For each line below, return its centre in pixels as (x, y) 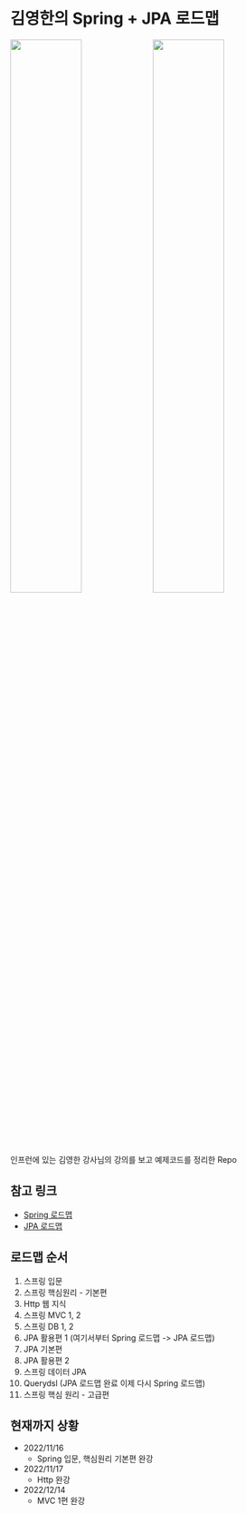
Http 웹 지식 (45, 1303)
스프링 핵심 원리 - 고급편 (66, 1394)
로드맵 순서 (39, 1258)
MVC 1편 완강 (61, 1501)
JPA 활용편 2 (47, 1360)
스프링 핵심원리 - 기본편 (65, 1292)
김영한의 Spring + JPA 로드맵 (115, 19)
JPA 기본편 (43, 1349)
